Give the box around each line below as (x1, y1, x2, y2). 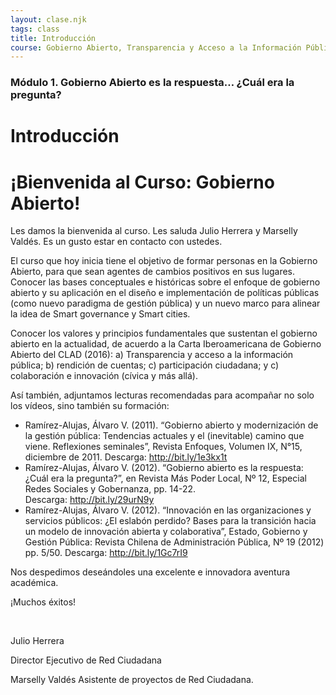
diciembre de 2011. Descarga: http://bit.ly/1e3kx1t (24, 451, 228, 463)
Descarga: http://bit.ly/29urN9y (24, 494, 155, 506)
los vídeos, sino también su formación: (10, 400, 170, 412)
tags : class (10, 24, 60, 34)
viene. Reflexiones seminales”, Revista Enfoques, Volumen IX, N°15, (24, 441, 303, 453)
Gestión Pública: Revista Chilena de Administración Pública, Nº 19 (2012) (24, 536, 325, 548)
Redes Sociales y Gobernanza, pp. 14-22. (24, 483, 197, 495)
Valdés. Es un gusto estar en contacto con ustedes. (10, 236, 223, 248)
